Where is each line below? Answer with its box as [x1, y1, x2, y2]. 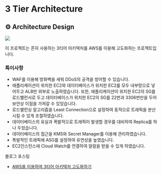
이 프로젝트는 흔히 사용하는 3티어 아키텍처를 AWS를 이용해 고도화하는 [5, 45, 136, 51]
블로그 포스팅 [5, 154, 30, 159]
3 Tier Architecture [5, 3, 83, 15]
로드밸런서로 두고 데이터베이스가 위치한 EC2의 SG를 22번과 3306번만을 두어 [12, 95, 157, 100]
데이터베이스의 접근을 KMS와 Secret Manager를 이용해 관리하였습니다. [12, 131, 147, 137]
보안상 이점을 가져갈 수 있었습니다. [12, 101, 77, 107]
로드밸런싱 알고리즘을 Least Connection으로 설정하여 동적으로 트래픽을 [12, 107, 147, 112]
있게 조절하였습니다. [26, 113, 64, 119]
